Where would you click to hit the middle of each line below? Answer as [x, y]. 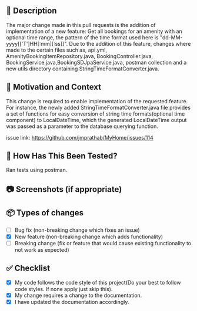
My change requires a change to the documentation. [78, 295]
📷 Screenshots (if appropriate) [64, 189]
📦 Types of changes [45, 213]
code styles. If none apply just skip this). [64, 289]
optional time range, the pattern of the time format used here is [82, 37]
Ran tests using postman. [37, 170]
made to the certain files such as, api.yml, [57, 50]
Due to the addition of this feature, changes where [130, 43]
